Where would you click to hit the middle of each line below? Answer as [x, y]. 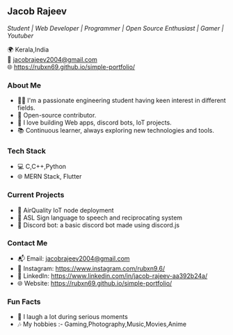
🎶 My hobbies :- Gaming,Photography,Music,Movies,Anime [102, 324]
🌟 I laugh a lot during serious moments [73, 317]
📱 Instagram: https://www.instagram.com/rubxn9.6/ [91, 268]
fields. [26, 108]
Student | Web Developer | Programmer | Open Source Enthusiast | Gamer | [115, 28]
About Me [24, 85]
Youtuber [20, 35]
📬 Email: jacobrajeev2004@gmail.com [73, 259]
